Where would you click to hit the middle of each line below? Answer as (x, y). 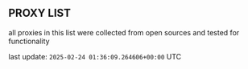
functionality (29, 41)
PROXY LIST (39, 13)
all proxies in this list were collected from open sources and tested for (124, 32)
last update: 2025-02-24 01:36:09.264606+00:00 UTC (95, 56)
